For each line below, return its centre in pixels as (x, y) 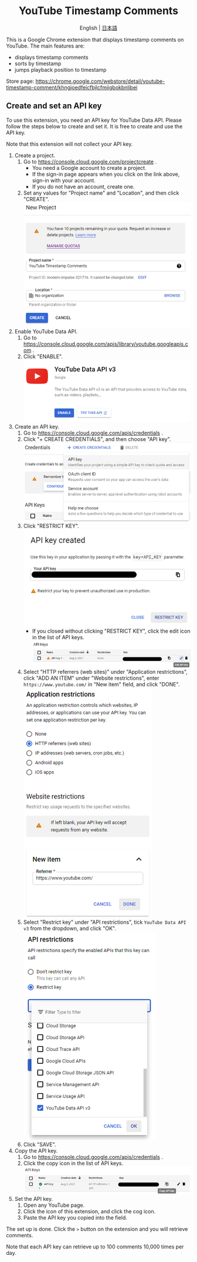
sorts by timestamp (38, 64)
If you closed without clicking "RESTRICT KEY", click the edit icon (111, 631)
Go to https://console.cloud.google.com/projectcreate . (90, 161)
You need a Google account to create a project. (89, 168)
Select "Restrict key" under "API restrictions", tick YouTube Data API (105, 922)
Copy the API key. (36, 1150)
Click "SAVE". (40, 1144)
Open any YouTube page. (54, 1205)
